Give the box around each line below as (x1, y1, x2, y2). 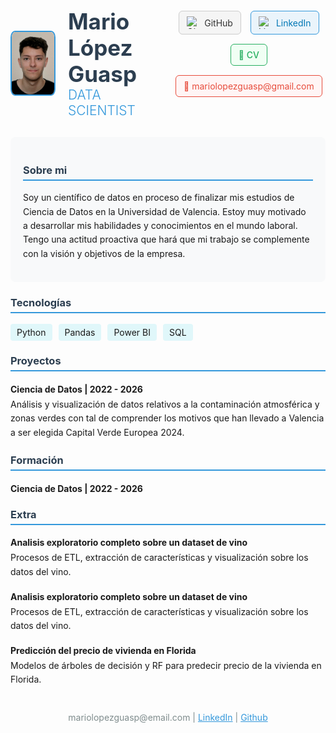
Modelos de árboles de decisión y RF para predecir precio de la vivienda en (10, 660, 322, 672)
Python (16, 326, 47, 338)
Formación (10, 453, 64, 467)
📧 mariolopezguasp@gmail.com (183, 80, 315, 92)
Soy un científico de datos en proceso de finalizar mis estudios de (23, 192, 295, 204)
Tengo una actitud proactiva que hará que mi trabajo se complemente (23, 233, 310, 246)
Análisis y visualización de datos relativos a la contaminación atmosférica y (10, 398, 320, 411)
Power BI (113, 326, 151, 338)
